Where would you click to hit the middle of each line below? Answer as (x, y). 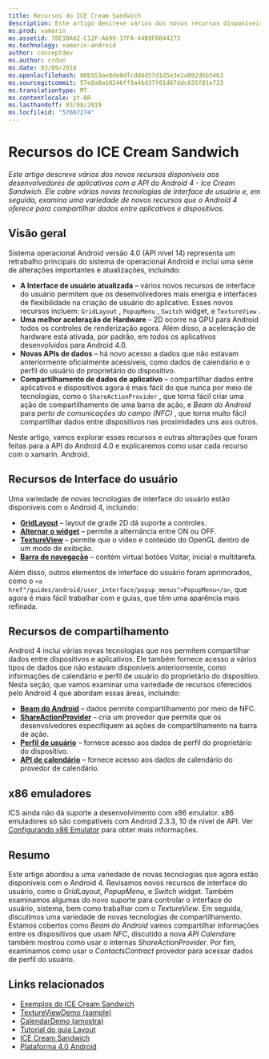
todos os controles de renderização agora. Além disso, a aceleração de (138, 328)
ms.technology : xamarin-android (62, 46)
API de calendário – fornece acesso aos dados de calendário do (126, 760)
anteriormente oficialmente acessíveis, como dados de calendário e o (135, 362)
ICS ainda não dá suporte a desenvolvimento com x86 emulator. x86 (121, 813)
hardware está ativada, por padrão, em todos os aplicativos (118, 336)
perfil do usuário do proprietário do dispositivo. (98, 370)
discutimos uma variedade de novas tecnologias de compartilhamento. (125, 917)
